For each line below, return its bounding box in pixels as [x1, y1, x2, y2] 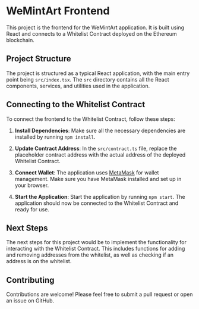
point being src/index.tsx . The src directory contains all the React [6, 76, 169, 83]
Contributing [6, 275, 55, 285]
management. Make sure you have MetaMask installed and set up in [14, 175, 182, 182]
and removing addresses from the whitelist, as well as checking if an [6, 251, 174, 258]
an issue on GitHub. [6, 297, 55, 304]
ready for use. [14, 205, 49, 213]
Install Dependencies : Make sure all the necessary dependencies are [14, 127, 186, 134]
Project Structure [6, 54, 71, 64]
